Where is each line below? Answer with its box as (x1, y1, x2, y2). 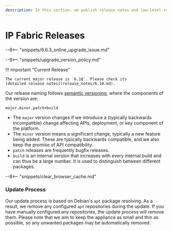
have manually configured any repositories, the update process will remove (5, 208, 164, 215)
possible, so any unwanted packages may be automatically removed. (5, 219, 151, 226)
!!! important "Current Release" (5, 66, 71, 72)
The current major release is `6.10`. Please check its (5, 76, 127, 82)
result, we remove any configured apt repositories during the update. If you (5, 203, 164, 209)
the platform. (12, 125, 40, 131)
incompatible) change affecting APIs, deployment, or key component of (12, 120, 164, 126)
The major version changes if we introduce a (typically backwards (12, 114, 152, 121)
